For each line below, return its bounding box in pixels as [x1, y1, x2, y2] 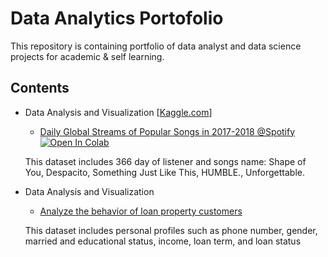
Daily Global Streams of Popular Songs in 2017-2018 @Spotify [39, 125, 296, 137]
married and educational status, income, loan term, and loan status [24, 235, 302, 247]
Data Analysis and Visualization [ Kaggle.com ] [24, 106, 213, 118]
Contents [10, 80, 70, 97]
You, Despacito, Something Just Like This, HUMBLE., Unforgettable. [24, 166, 306, 178]
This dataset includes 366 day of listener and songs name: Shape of [24, 155, 307, 167]
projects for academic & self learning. [10, 50, 165, 62]
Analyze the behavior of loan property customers [39, 205, 243, 217]
